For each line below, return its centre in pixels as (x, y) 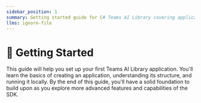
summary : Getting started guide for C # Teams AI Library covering (91, 17)
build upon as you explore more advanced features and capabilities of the (97, 88)
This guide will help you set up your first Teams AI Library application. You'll (100, 69)
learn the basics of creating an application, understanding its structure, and (99, 75)
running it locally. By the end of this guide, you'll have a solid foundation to (98, 82)
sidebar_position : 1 (32, 12)
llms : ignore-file (29, 23)
